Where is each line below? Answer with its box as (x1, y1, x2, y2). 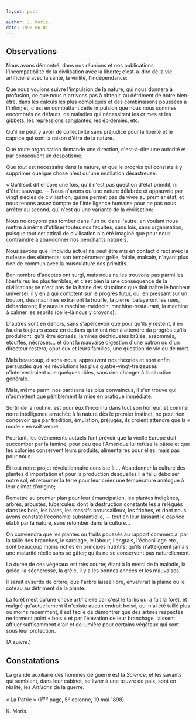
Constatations (6, 656, 60, 666)
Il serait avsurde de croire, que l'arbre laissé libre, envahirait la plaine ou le (6, 579, 185, 586)
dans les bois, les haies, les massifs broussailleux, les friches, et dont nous (6, 507, 187, 514)
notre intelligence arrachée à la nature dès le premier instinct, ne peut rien (6, 410, 185, 417)
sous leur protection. (6, 627, 56, 634)
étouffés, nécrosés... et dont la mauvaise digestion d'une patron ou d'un (6, 339, 180, 346)
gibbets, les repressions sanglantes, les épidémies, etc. (6, 117, 140, 124)
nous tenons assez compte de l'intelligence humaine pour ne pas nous (6, 200, 177, 207)
